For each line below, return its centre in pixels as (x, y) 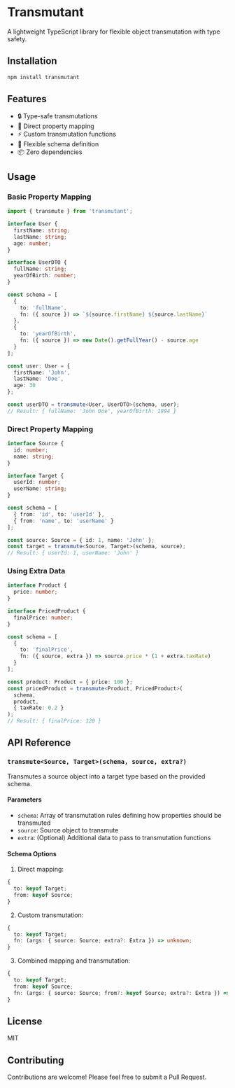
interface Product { (37, 585)
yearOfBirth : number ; (45, 276)
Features (27, 99)
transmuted (34, 823)
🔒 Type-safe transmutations (57, 116)
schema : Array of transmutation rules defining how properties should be (119, 815)
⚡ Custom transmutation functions (67, 134)
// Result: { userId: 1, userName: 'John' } (73, 553)
